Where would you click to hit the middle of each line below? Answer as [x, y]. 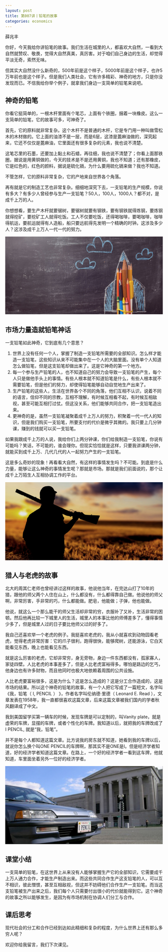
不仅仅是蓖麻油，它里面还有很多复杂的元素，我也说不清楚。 [84, 143]
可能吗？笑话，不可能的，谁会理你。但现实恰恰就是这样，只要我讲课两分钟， [84, 446]
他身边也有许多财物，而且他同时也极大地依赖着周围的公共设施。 [71, 671]
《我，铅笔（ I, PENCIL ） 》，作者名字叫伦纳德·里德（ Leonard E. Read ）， [81, 694]
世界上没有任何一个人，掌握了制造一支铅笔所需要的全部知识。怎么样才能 [87, 353]
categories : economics [29, 21]
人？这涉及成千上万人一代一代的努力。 [44, 229]
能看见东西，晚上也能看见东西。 [38, 647]
